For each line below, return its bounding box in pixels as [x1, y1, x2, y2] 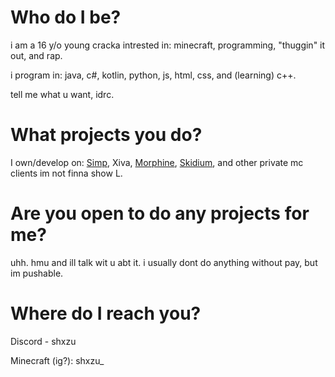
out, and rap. [10, 49, 63, 61]
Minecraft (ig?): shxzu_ [10, 354, 105, 366]
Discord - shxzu [10, 335, 77, 347]
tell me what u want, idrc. [10, 88, 115, 100]
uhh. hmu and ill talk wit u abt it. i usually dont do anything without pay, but [10, 256, 318, 268]
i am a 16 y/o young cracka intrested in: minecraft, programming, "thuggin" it [10, 39, 326, 51]
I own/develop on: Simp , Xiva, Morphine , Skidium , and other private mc [10, 156, 304, 168]
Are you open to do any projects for [10, 202, 310, 225]
